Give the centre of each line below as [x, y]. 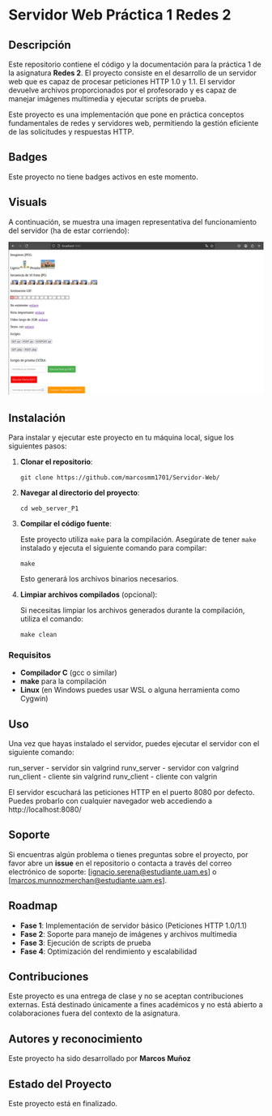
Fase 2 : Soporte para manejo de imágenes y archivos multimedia [128, 934]
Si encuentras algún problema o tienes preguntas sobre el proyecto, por [128, 854]
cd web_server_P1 [49, 509]
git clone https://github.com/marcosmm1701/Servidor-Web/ [120, 477]
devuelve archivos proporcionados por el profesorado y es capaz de [123, 90]
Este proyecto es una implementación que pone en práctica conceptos [126, 114]
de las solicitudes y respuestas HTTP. [71, 132]
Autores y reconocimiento [76, 1039]
